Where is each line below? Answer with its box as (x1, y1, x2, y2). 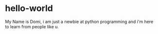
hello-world (5, 3, 53, 14)
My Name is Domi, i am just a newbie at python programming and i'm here (5, 19, 154, 24)
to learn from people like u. (5, 23, 59, 29)
